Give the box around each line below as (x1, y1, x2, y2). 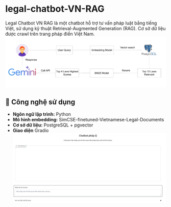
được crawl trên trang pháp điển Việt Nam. (5, 31, 95, 37)
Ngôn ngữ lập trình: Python (12, 111, 71, 117)
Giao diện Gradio (12, 127, 49, 134)
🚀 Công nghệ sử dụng (5, 97, 76, 106)
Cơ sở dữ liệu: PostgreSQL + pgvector (12, 122, 93, 128)
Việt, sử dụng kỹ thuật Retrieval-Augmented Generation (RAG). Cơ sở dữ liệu (5, 25, 166, 31)
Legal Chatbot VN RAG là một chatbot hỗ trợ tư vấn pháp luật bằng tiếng (5, 20, 157, 26)
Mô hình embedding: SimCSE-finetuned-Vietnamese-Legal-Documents (12, 117, 164, 123)
